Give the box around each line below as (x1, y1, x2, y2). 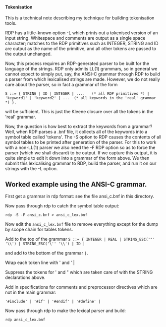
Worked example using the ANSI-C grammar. (5, 180, 147, 189)
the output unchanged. (5, 51, 52, 57)
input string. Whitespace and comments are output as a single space (5, 35, 146, 41)
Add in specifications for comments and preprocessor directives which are (5, 284, 158, 290)
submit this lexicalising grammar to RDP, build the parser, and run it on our (5, 160, 157, 166)
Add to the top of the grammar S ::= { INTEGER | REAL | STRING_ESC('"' (5, 236, 155, 242)
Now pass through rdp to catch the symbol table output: (5, 203, 120, 209)
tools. (5, 20, 17, 26)
